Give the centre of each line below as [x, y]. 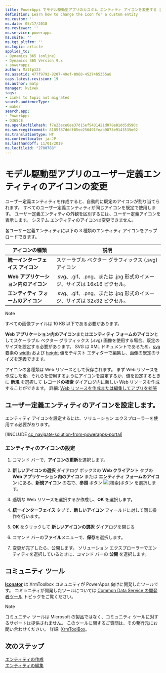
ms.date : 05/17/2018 [26, 24]
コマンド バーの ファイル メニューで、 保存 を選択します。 [69, 537]
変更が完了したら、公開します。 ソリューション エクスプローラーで [80, 548]
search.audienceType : [27, 102]
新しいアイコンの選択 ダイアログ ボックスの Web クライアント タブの [83, 470]
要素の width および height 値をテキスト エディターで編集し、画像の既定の [81, 352]
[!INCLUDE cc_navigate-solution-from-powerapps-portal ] [64, 434]
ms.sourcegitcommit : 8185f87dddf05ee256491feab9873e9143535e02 [72, 130]
